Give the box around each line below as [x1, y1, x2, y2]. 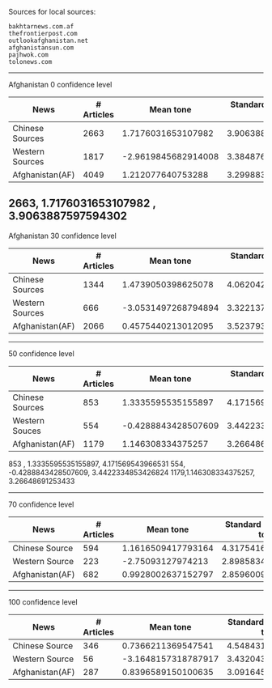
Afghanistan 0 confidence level [8, 80, 113, 89]
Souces [12, 425, 42, 436]
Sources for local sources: [8, 7, 96, 16]
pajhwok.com [8, 51, 49, 59]
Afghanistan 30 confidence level [8, 231, 117, 240]
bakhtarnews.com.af [8, 23, 74, 31]
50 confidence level [8, 348, 74, 359]
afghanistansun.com [8, 44, 74, 52]
